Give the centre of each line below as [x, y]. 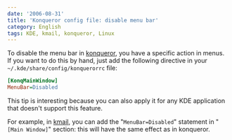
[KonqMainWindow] [33, 81]
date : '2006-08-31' [36, 14]
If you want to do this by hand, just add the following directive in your [107, 61]
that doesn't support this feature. [55, 108]
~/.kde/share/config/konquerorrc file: [63, 68]
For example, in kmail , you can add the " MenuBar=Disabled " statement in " [113, 122]
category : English [34, 27]
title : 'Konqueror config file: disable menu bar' [83, 20]
